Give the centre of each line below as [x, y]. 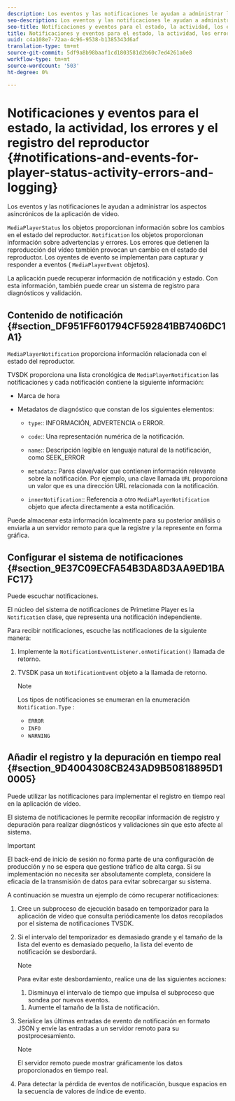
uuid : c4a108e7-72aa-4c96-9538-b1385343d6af [73, 40]
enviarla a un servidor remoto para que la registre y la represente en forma [115, 528]
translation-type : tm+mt [43, 46]
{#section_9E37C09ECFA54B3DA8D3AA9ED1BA [116, 568]
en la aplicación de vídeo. [44, 803]
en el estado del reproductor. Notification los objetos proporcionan [105, 235]
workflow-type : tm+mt [39, 59]
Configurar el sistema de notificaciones [95, 557]
